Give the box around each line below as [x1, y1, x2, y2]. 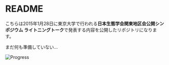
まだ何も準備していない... [5, 44, 58, 50]
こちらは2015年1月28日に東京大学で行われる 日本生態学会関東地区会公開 [5, 20, 155, 26]
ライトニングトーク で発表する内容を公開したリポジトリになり [24, 26, 153, 33]
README [5, 3, 44, 15]
